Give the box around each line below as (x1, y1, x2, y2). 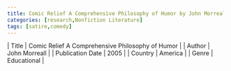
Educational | (7, 57, 45, 65)
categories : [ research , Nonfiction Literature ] (7, 17, 143, 23)
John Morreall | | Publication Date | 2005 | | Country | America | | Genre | (7, 49, 213, 57)
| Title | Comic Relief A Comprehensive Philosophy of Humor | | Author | (7, 42, 210, 50)
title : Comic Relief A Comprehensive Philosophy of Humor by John (7, 10, 201, 17)
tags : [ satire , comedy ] (7, 23, 72, 30)
